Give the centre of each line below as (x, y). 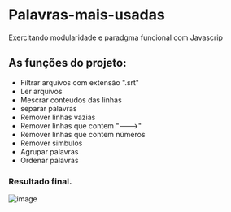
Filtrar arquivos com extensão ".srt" (80, 82)
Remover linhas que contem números (83, 134)
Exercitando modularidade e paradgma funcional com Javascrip (116, 37)
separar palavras (48, 108)
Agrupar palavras (49, 151)
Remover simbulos (51, 143)
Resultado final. (40, 181)
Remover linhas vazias (58, 117)
